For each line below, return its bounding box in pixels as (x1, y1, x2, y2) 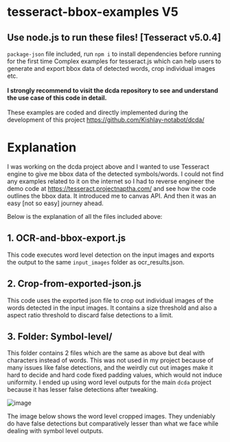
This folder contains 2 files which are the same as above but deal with (7, 349, 205, 357)
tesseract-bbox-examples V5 (7, 4, 179, 20)
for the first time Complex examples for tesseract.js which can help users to (7, 57, 222, 65)
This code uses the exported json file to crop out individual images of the (7, 296, 214, 304)
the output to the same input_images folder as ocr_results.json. (7, 257, 185, 266)
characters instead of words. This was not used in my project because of (7, 356, 214, 365)
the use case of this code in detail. (7, 94, 107, 102)
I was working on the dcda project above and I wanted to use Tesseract (7, 162, 209, 171)
